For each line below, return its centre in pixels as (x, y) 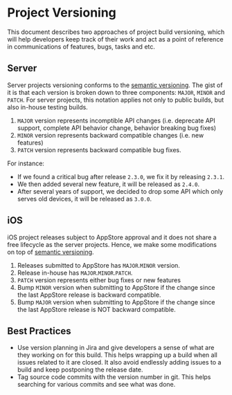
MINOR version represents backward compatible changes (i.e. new (110, 135)
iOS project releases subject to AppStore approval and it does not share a (112, 237)
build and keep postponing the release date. (80, 370)
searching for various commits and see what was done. (96, 385)
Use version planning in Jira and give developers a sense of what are (116, 348)
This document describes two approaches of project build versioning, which (116, 32)
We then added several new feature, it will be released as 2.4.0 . (108, 184)
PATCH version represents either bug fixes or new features (99, 280)
